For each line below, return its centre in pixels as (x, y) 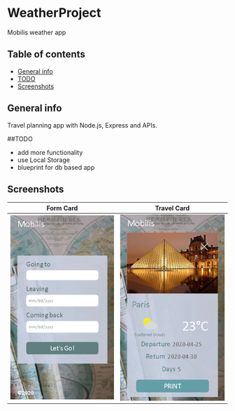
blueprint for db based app (56, 167)
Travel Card (172, 208)
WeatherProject (54, 13)
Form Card (62, 208)
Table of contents (46, 54)
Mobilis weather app (37, 32)
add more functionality (50, 152)
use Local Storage (43, 160)
